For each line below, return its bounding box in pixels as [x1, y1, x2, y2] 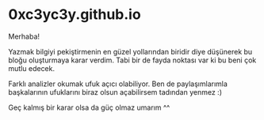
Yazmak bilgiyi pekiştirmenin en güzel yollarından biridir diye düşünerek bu [8, 47, 253, 56]
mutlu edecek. [8, 63, 55, 73]
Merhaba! [8, 32, 40, 41]
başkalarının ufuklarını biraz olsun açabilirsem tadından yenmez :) [8, 87, 222, 96]
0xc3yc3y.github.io [8, 6, 141, 24]
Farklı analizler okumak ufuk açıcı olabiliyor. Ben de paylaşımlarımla [8, 79, 228, 88]
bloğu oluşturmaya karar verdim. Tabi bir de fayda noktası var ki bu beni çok [8, 55, 257, 65]
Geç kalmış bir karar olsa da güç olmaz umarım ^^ [8, 103, 170, 112]
